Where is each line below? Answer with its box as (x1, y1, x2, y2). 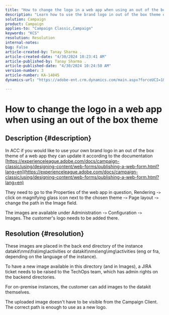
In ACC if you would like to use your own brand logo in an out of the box (5, 147, 154, 153)
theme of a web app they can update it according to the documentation (5, 153, 153, 159)
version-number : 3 (5, 68, 44, 73)
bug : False (5, 45, 28, 50)
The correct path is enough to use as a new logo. (5, 304, 107, 310)
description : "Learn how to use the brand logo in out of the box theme (5, 12, 161, 17)
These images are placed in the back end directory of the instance (5, 243, 143, 249)
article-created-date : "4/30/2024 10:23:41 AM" (5, 54, 107, 59)
